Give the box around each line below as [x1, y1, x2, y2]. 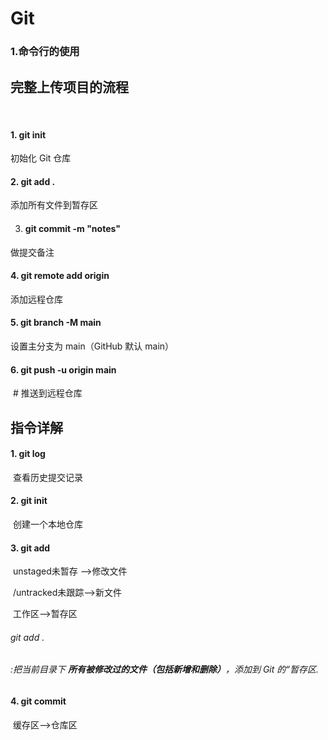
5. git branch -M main [10, 317, 102, 329]
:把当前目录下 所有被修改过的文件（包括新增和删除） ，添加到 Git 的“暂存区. [10, 663, 320, 676]
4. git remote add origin [10, 270, 110, 282]
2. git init [10, 495, 48, 507]
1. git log [10, 448, 46, 460]
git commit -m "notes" [24, 222, 121, 234]
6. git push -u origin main [10, 363, 117, 376]
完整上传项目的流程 [10, 78, 129, 96]
